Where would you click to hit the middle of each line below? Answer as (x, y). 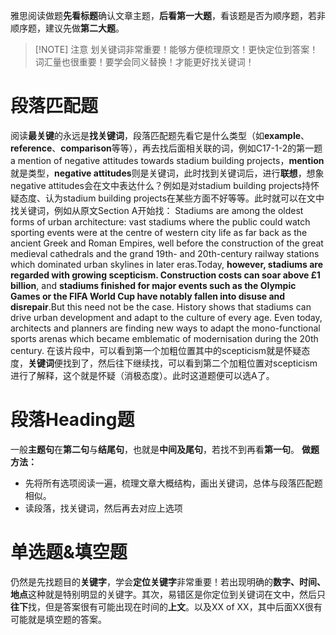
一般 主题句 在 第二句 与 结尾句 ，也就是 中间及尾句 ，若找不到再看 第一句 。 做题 (165, 449)
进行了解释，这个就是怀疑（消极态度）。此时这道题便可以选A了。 (142, 375)
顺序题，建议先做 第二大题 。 (67, 28)
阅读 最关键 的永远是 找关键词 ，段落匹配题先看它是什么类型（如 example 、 (160, 135)
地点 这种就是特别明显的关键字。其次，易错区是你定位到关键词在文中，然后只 (168, 594)
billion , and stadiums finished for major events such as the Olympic (153, 285)
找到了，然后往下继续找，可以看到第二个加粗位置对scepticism (190, 363)
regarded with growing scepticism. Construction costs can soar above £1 (165, 275)
